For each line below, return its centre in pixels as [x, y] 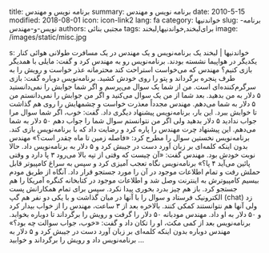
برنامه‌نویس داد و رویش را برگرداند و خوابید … [77, 240]
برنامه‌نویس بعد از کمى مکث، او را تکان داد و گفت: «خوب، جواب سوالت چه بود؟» [130, 223]
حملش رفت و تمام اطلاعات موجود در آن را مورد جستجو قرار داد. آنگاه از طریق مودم [135, 172]
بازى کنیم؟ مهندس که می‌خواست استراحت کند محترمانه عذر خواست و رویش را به [131, 70]
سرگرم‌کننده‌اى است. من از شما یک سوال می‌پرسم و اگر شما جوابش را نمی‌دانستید [133, 86]
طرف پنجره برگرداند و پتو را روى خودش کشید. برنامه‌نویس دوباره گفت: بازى [122, 78]
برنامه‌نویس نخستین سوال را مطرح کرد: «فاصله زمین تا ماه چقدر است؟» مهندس [130, 138]
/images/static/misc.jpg [48, 37]
